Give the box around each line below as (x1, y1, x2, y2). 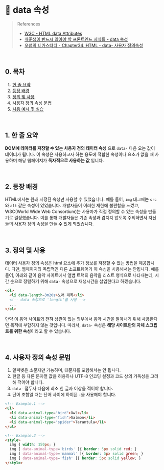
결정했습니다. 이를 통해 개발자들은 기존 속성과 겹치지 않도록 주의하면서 (14, 215, 148, 221)
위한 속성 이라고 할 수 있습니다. (14, 328, 71, 334)
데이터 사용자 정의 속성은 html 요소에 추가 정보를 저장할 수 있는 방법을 (5, 260, 138, 266)
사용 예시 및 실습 (12, 106, 44, 112)
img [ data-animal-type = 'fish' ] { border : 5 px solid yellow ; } (9, 456, 141, 461)
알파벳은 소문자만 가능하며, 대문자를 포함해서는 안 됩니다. (12, 367, 121, 373)
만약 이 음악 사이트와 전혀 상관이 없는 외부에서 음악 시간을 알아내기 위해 (5, 316, 141, 322)
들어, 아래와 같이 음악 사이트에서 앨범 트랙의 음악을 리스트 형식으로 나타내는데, (5, 272, 154, 278)
